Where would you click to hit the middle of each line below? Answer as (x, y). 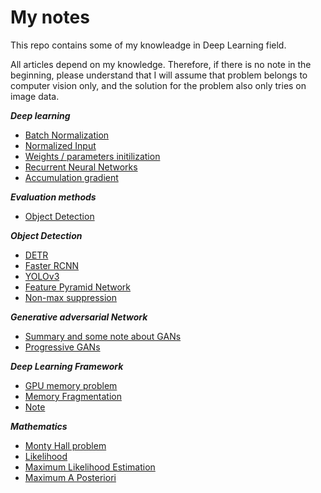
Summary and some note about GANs (103, 336)
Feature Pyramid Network (78, 287)
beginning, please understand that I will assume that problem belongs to (159, 75)
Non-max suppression (71, 297)
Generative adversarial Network (79, 317)
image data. (35, 96)
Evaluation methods (53, 197)
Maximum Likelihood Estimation (90, 467)
